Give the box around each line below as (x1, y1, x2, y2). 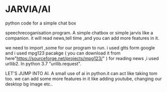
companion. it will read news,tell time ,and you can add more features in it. (5, 35, 159, 41)
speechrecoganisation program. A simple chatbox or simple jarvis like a (5, 29, 153, 35)
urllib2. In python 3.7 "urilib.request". (5, 60, 81, 66)
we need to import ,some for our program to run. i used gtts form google (5, 44, 155, 50)
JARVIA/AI (5, 3, 51, 15)
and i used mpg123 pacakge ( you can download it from (5, 50, 121, 56)
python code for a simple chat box (5, 20, 76, 26)
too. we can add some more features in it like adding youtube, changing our (5, 75, 162, 81)
